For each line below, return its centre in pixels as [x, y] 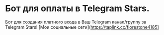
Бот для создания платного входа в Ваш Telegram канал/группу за [76, 22]
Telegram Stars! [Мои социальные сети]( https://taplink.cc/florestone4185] [82, 27]
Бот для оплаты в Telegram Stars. [78, 9]
